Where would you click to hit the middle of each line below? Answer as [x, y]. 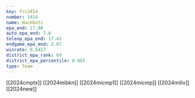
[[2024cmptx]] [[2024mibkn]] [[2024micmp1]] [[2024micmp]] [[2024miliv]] [98, 83]
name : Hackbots [25, 22]
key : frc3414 [22, 11]
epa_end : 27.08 [25, 28]
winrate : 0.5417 [26, 50]
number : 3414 [22, 17]
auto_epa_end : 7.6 [29, 33]
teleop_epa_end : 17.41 [34, 39]
